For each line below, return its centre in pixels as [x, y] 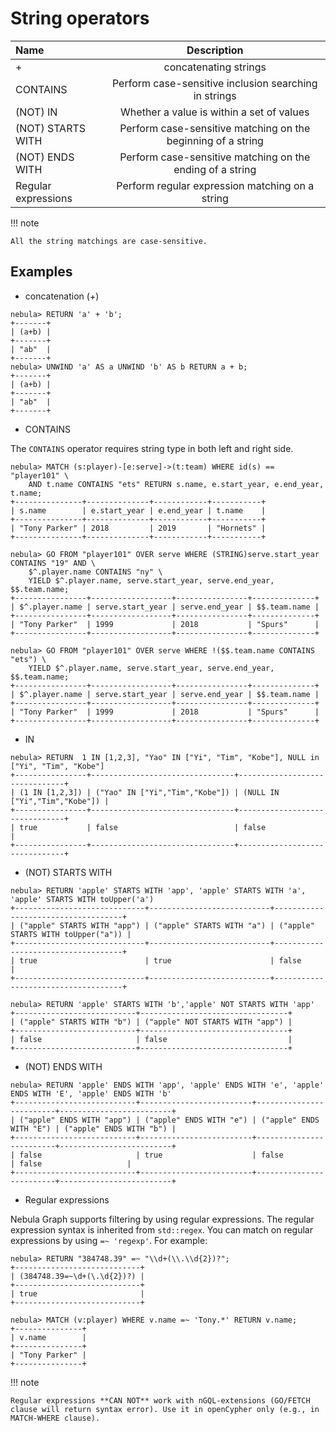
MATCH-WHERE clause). [55, 1418]
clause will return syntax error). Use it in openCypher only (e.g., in [165, 1409]
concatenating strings [215, 67]
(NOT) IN [36, 112]
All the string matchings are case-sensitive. [109, 241]
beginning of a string [215, 140]
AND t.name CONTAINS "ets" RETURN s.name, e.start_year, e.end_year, [176, 484]
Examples [41, 272]
